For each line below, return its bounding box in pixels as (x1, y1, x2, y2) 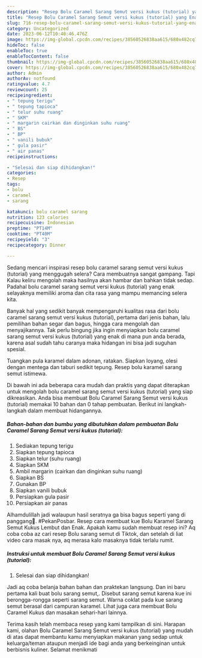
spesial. (7, 345, 26, 352)
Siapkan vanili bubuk (15, 487, 67, 494)
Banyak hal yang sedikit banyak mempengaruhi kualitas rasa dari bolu (7, 307, 179, 315)
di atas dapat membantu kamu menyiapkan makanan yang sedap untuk (7, 633, 183, 640)
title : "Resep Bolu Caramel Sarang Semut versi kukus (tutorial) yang (7, 14, 187, 20)
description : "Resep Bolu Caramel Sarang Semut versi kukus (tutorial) (7, 8, 189, 15)
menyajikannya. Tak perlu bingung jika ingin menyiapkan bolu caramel (7, 326, 180, 333)
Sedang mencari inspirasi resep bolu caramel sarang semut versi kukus (7, 264, 183, 271)
